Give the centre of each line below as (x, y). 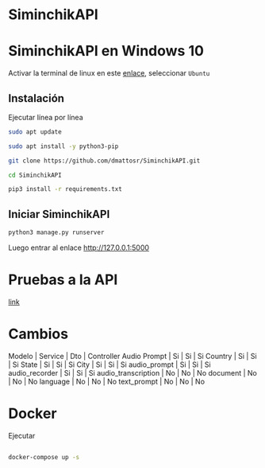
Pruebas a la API (63, 280)
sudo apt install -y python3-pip (63, 146)
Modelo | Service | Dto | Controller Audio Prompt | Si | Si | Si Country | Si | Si (132, 356)
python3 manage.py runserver (56, 232)
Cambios (38, 334)
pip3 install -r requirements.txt (65, 189)
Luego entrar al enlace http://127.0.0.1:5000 (79, 248)
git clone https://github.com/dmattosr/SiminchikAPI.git (104, 161)
